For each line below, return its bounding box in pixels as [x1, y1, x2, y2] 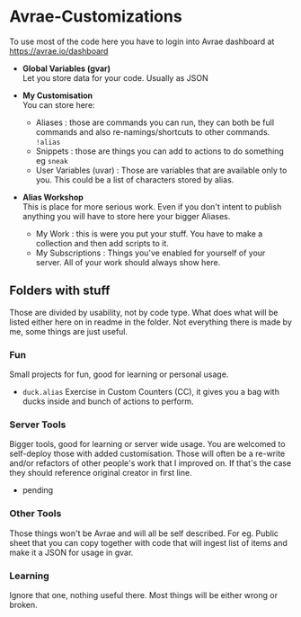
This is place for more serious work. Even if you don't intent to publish [22, 201, 282, 212]
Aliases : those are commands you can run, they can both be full [35, 117, 275, 128]
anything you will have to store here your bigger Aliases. [22, 210, 231, 221]
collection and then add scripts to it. [35, 237, 169, 248]
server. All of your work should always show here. [35, 256, 221, 267]
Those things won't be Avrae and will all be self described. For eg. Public [9, 528, 279, 539]
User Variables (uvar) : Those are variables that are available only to [35, 165, 288, 175]
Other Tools [9, 507, 62, 520]
